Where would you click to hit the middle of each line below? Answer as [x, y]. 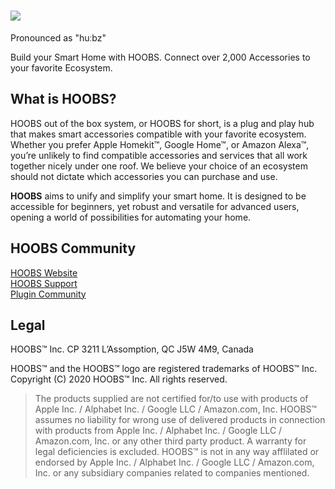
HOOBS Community [73, 248]
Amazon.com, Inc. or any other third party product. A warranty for [170, 441]
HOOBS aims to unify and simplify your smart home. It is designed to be [158, 196]
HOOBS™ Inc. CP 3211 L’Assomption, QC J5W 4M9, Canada [132, 349]
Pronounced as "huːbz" [58, 37]
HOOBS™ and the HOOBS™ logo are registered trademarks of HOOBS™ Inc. [164, 369]
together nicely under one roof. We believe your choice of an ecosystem [159, 166]
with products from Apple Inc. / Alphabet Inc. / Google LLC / [158, 431]
